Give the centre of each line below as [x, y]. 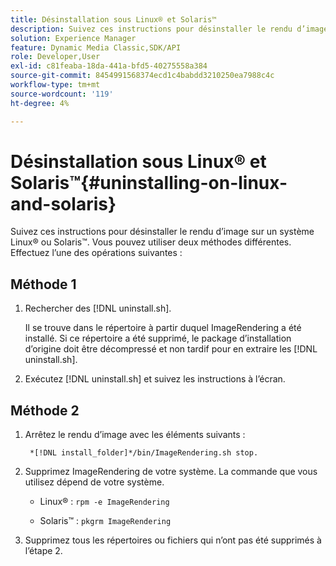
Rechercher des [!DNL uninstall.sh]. [98, 308]
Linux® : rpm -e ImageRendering [104, 502]
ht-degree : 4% [40, 103]
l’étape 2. [43, 551]
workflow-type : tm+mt [55, 85]
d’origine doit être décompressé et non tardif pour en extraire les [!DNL [171, 349]
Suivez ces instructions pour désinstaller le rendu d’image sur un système [162, 232]
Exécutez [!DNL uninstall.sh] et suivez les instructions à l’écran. [155, 379]
